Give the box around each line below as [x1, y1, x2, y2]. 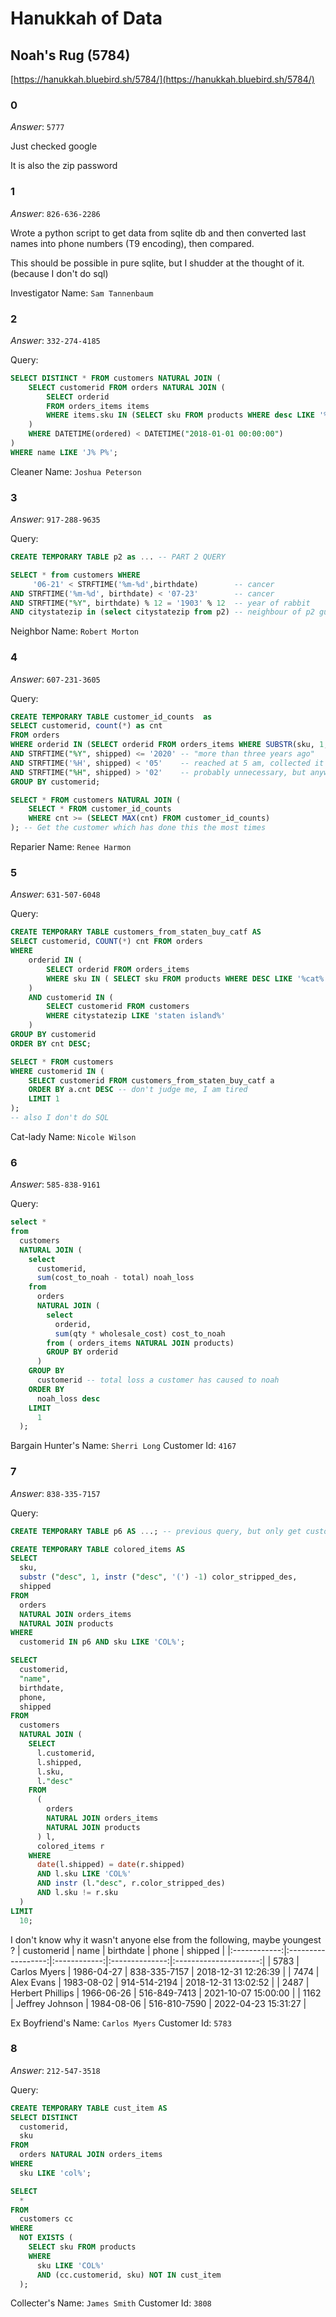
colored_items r [36, 1841, 105, 1851]
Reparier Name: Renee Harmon [10, 841, 132, 853]
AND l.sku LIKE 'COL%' [36, 1869, 132, 1879]
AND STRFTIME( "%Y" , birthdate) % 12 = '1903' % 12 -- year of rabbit [10, 598, 311, 608]
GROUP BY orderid [46, 1347, 118, 1357]
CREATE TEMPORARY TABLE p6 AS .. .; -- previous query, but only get [10, 1526, 302, 1536]
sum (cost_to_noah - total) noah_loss [36, 1273, 195, 1283]
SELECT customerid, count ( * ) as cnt [10, 721, 163, 731]
